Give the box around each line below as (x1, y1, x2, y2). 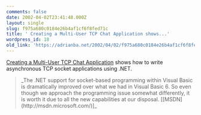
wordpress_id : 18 (6, 37, 50, 43)
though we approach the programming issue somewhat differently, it (20, 89, 190, 96)
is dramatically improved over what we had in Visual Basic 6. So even (20, 83, 191, 90)
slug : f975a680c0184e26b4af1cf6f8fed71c (6, 25, 109, 32)
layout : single (6, 20, 44, 26)
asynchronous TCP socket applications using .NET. (6, 65, 133, 72)
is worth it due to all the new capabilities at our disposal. (20, 95, 160, 102)
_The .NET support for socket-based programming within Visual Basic (20, 76, 193, 84)
